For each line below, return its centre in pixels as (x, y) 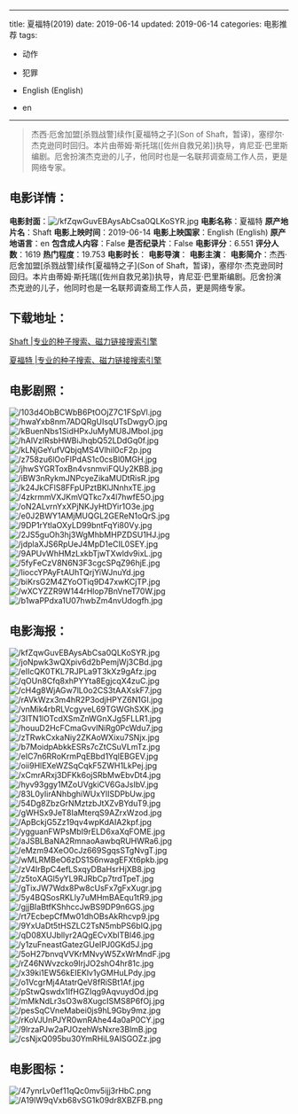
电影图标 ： (39, 1069)
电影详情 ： (39, 198)
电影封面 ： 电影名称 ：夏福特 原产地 (149, 221)
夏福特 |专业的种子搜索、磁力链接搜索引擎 (86, 360)
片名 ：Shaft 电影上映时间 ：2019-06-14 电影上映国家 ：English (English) (139, 232)
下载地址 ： (39, 319)
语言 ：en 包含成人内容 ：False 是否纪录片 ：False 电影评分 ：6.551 (135, 243)
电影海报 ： (39, 631)
